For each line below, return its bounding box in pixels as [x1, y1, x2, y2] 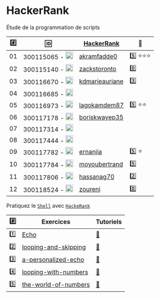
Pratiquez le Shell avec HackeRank [6, 202, 91, 209]
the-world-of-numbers [22, 280, 91, 289]
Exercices [41, 217, 71, 226]
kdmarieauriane [79, 77, 124, 85]
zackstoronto [79, 65, 117, 73]
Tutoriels [95, 217, 122, 226]
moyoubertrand [79, 160, 124, 168]
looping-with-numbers [22, 268, 89, 276]
